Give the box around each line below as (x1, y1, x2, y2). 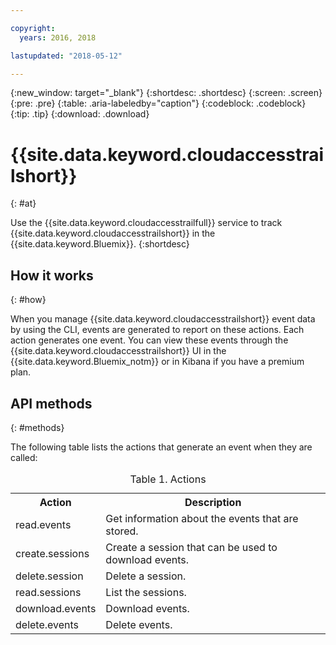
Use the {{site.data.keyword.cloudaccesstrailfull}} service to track (10, 217, 283, 229)
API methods (10, 395, 93, 412)
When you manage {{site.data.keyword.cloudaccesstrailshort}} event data (10, 313, 316, 325)
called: (10, 451, 38, 463)
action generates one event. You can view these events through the (10, 334, 289, 346)
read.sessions (15, 585, 82, 599)
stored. (105, 524, 139, 538)
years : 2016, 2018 (19, 32, 97, 43)
